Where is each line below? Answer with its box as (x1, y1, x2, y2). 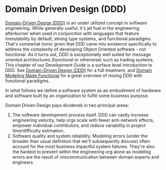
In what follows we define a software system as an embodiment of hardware (5, 87, 161, 93)
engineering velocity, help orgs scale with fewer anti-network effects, (12, 117, 155, 123)
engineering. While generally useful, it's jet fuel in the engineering (5, 25, 140, 31)
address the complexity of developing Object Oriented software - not (5, 46, 146, 52)
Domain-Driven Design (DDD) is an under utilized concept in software (5, 20, 147, 26)
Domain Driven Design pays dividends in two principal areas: (5, 102, 129, 108)
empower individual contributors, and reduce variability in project (12, 122, 146, 128)
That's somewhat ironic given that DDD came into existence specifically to (5, 41, 157, 47)
